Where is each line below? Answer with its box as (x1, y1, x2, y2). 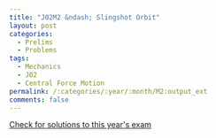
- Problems (17, 46, 58, 55)
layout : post (9, 21, 58, 30)
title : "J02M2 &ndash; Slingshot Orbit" (9, 12, 161, 22)
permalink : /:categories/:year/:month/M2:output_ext (9, 87, 208, 96)
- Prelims (17, 37, 53, 47)
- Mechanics (17, 63, 62, 72)
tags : (9, 54, 29, 63)
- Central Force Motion (17, 79, 104, 88)
